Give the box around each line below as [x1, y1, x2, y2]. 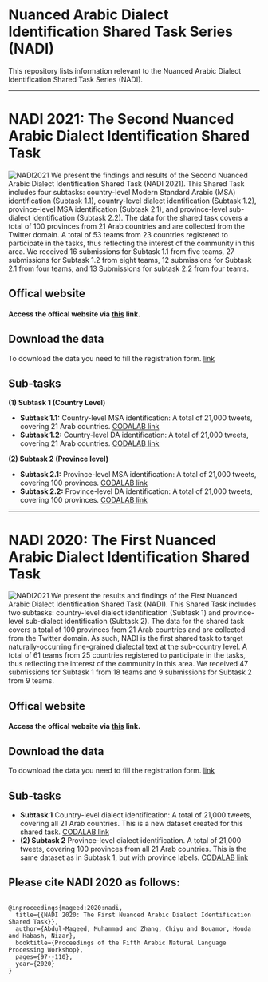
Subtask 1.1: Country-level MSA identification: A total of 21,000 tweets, [19, 413, 253, 423]
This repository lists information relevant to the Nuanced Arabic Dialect [8, 66, 242, 75]
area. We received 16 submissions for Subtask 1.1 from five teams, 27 [8, 246, 235, 256]
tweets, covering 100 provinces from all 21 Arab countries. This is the [19, 845, 247, 854]
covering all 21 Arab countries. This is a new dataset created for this [19, 819, 243, 829]
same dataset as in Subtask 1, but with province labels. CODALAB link [19, 853, 249, 862]
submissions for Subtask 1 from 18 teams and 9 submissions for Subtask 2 [8, 667, 253, 677]
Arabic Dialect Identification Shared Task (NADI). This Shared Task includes [8, 599, 257, 609]
